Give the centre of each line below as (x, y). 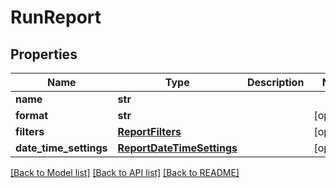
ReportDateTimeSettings (177, 148)
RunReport (56, 17)
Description (275, 82)
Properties (44, 54)
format (32, 115)
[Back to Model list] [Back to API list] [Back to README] (125, 172)
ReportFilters (149, 131)
